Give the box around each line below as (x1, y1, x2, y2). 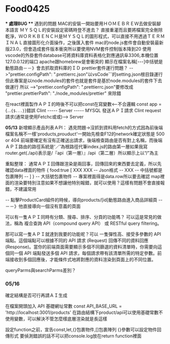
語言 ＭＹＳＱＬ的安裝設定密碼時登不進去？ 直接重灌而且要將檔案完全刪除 (9, 26, 163, 33)
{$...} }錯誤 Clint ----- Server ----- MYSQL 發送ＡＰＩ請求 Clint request (11, 107, 161, 113)
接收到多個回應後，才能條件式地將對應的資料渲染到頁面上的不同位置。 (9, 256, 156, 262)
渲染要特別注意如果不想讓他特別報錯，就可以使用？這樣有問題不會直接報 (14, 180, 165, 186)
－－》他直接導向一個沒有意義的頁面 (5, 203, 81, 209)
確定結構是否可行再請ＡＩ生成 (5, 292, 67, 298)
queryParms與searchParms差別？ (5, 267, 76, 273)
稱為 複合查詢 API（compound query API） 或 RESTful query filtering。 (14, 220, 162, 226)
